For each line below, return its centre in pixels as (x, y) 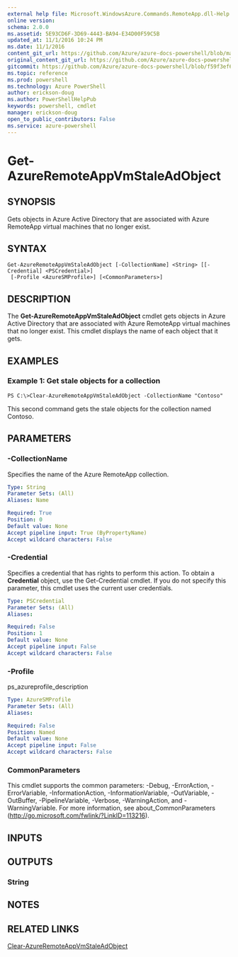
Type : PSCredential (36, 601)
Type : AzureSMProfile (39, 700)
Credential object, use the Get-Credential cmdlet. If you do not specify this (117, 580)
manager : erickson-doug (42, 113)
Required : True (30, 513)
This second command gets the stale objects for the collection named (109, 408)
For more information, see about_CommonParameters (137, 808)
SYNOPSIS (32, 202)
